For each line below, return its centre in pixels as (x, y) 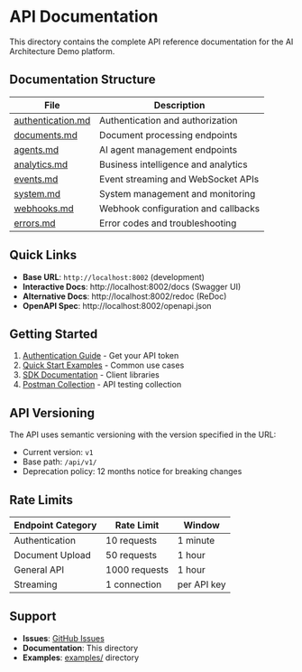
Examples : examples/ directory (81, 658)
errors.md (35, 223)
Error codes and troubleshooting (168, 223)
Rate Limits (41, 500)
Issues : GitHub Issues (64, 638)
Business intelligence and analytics (173, 164)
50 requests (131, 555)
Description (179, 105)
